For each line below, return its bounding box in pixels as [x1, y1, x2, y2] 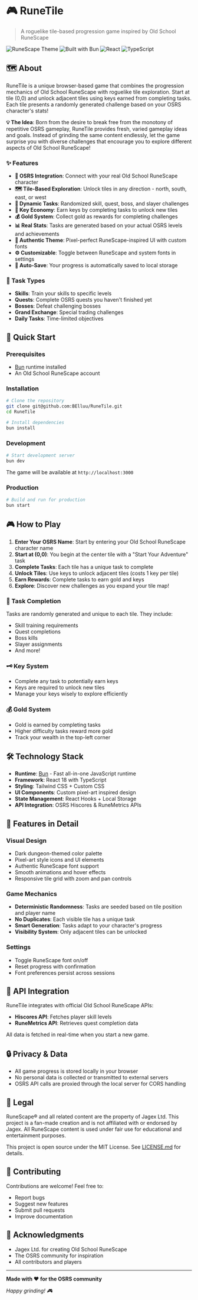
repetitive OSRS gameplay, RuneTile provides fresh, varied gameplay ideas [6, 125, 187, 132]
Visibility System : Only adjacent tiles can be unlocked [14, 929, 147, 936]
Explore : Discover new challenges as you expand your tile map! [14, 582, 170, 589]
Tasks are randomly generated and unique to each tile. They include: [6, 610, 173, 617]
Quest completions [14, 628, 61, 635]
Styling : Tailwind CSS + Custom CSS [14, 782, 105, 790]
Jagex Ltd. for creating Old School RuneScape [14, 1246, 128, 1253]
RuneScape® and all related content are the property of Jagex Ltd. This [6, 1113, 179, 1120]
